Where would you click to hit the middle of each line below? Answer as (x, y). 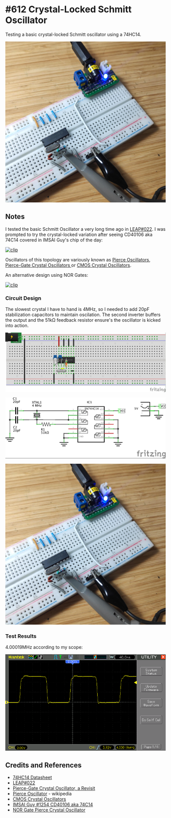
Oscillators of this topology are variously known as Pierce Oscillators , (78, 259)
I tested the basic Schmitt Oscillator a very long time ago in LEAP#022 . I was (85, 229)
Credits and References (44, 765)
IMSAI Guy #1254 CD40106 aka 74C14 (53, 805)
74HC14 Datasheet (32, 778)
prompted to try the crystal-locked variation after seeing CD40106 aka (79, 234)
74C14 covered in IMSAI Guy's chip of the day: (54, 240)
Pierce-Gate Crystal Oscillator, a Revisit (54, 788)
